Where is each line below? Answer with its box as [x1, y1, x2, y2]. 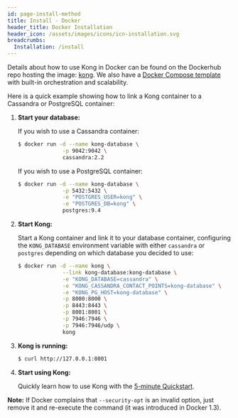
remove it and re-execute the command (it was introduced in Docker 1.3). [7, 403, 222, 412]
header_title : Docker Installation [7, 23, 113, 31]
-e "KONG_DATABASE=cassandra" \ [63, 275, 158, 283]
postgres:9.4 [63, 207, 101, 214]
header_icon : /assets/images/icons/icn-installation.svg [7, 30, 180, 38]
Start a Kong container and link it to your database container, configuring [17, 234, 231, 242]
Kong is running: [17, 341, 68, 350]
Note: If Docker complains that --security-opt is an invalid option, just [7, 395, 215, 404]
